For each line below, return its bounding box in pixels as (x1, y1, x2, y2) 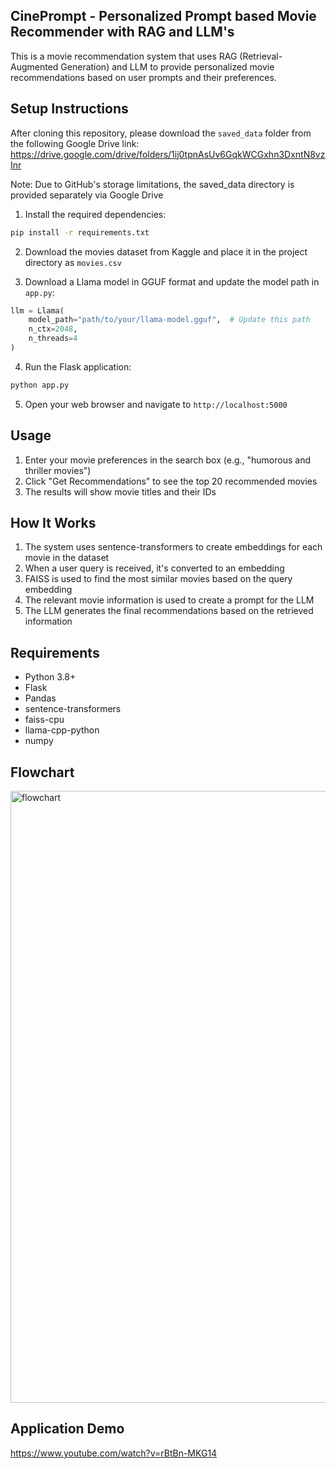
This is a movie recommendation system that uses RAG (10, 50, 238, 62)
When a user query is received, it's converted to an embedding (24, 562, 285, 574)
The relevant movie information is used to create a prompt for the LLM (24, 594, 315, 606)
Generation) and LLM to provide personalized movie (60, 60, 275, 73)
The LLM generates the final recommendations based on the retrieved (24, 605, 314, 617)
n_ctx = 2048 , (28, 324, 78, 334)
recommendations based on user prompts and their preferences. (10, 71, 277, 83)
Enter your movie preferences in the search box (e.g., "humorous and (24, 454, 311, 466)
